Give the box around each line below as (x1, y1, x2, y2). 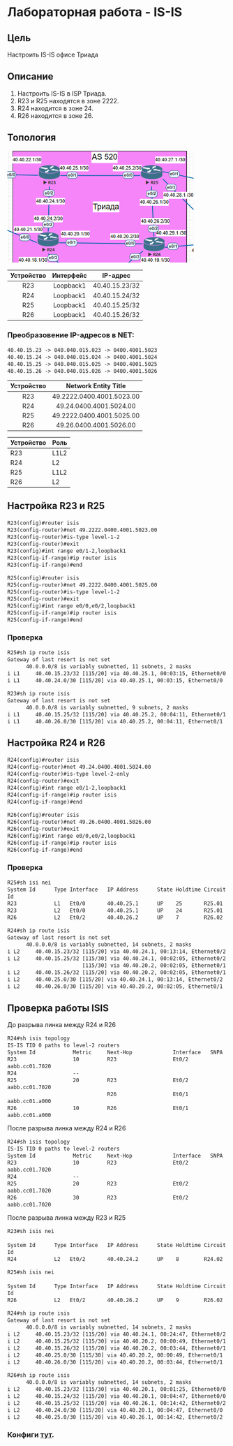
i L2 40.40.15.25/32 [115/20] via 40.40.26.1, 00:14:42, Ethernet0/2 (7, 1399, 227, 1407)
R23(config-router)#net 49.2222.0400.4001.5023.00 (7, 526, 158, 533)
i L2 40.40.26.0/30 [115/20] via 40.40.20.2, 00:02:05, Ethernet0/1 (7, 983, 223, 990)
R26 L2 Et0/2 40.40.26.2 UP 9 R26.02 (7, 1297, 223, 1304)
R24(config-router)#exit (7, 777, 80, 784)
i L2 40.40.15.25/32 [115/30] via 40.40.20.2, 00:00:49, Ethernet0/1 (7, 1338, 227, 1345)
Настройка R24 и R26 (7, 737, 106, 749)
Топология (7, 132, 57, 144)
